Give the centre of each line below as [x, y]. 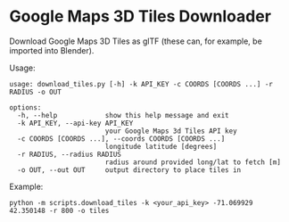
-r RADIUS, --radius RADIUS [70, 154]
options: [25, 107]
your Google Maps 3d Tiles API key [171, 131]
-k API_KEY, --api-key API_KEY [75, 123]
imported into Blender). [52, 50]
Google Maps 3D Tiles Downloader [140, 16]
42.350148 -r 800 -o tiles [59, 210]
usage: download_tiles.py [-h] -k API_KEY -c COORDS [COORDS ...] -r [141, 84]
